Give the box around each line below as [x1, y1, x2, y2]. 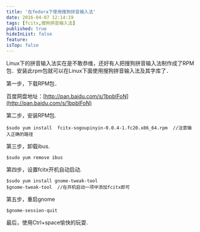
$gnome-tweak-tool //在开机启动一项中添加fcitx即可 [6, 184, 130, 190]
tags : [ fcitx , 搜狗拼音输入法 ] [6, 20, 76, 26]
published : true [6, 25, 47, 32]
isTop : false [6, 43, 39, 49]
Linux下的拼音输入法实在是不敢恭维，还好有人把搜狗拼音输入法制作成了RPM [6, 60, 195, 67]
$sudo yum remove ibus [6, 154, 63, 160]
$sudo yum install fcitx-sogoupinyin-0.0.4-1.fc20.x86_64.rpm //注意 [6, 124, 187, 131]
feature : [6, 37, 28, 43]
